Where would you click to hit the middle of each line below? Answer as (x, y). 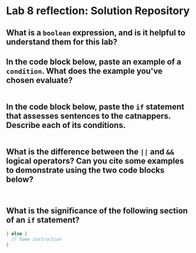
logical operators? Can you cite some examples (95, 161)
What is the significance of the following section (97, 211)
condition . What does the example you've (84, 71)
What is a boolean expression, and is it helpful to (96, 33)
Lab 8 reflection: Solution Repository (98, 11)
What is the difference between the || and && (90, 152)
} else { (17, 234)
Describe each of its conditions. (66, 125)
